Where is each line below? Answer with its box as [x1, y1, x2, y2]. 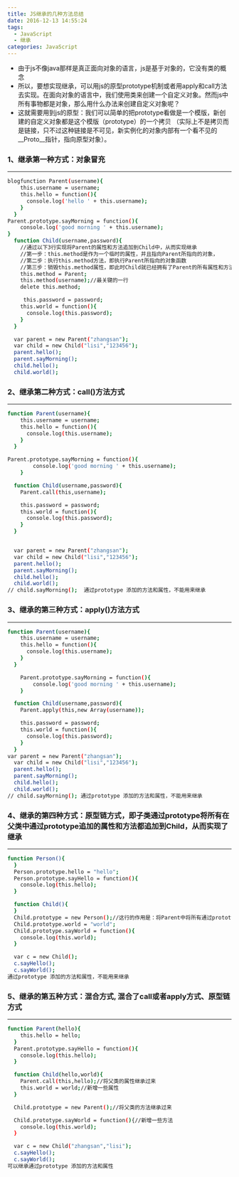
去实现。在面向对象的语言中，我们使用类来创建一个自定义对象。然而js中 [17, 90, 229, 99]
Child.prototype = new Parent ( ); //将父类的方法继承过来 [14, 1104, 172, 1111]
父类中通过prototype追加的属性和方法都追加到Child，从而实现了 [7, 821, 229, 831]
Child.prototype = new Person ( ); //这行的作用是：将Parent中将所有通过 [14, 914, 213, 921]
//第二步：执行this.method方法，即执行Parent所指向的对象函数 [20, 257, 187, 264]
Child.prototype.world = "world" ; [14, 920, 116, 928]
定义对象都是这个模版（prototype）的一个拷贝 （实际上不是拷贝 [36, 117, 223, 125]
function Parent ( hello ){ [7, 1026, 81, 1033]
